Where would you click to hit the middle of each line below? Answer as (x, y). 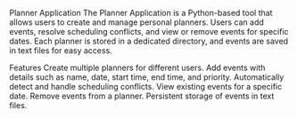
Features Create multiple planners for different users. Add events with (137, 67)
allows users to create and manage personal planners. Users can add (137, 22)
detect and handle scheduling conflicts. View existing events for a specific (146, 87)
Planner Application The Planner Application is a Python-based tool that (141, 13)
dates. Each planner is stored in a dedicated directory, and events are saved (148, 41)
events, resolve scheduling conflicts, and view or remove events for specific (149, 31)
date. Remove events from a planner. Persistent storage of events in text (142, 96)
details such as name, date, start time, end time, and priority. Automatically (147, 77)
